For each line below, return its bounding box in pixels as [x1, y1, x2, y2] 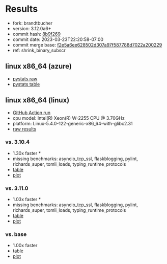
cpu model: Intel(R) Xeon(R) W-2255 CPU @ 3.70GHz [12, 115, 125, 121]
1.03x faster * [12, 196, 41, 203]
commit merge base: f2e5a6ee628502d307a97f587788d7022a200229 [12, 41, 162, 48]
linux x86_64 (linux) [5, 96, 70, 105]
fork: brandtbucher [12, 20, 52, 26]
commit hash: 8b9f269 [12, 31, 61, 37]
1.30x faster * [12, 150, 41, 156]
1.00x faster [12, 243, 38, 249]
